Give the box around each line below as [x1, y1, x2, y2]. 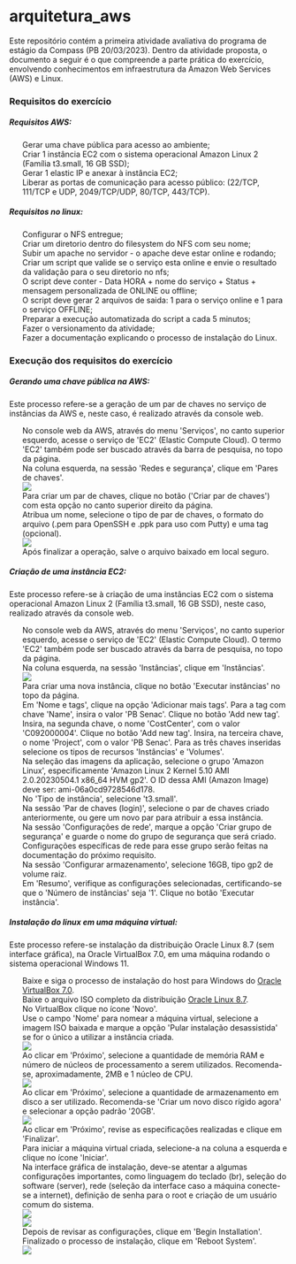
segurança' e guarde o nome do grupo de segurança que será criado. [21, 831, 277, 841]
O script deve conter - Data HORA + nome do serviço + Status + [21, 276, 256, 287]
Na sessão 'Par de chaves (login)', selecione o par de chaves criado [21, 802, 269, 813]
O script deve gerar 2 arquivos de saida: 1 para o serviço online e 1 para [21, 295, 284, 305]
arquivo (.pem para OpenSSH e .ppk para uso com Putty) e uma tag [21, 518, 269, 529]
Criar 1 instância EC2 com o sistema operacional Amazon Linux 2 [21, 149, 259, 159]
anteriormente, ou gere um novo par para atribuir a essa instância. [21, 812, 263, 823]
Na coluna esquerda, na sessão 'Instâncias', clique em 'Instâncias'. [21, 662, 266, 673]
